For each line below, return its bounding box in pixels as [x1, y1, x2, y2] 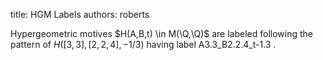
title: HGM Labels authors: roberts [10, 9, 150, 20]
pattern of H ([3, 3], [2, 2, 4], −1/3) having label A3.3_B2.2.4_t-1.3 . [10, 39, 277, 50]
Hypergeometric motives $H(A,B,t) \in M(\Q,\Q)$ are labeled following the [10, 28, 313, 39]
